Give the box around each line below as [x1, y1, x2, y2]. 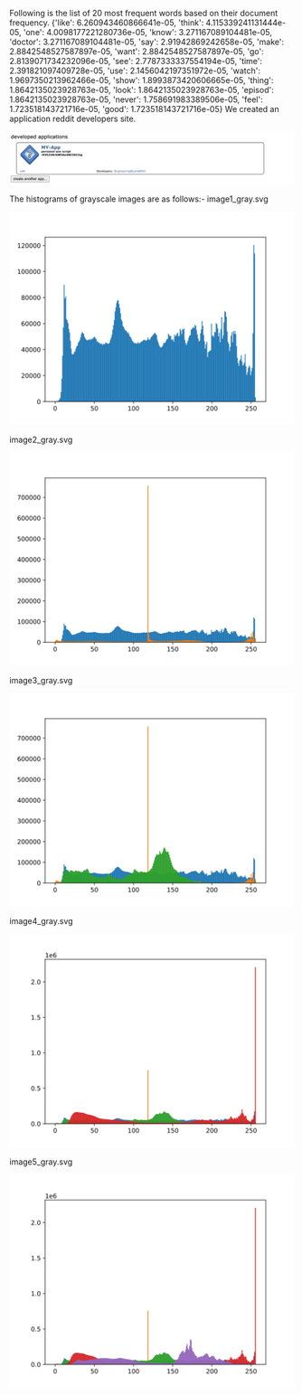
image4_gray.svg [9, 916, 74, 926]
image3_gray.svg [9, 675, 73, 685]
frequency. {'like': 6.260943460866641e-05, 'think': [9, 17, 204, 28]
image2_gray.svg [9, 434, 73, 445]
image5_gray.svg [9, 1156, 73, 1167]
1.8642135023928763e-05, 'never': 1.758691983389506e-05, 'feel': [9, 94, 264, 105]
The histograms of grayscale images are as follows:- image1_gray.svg [9, 193, 269, 204]
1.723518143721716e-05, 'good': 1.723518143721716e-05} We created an [9, 104, 279, 114]
